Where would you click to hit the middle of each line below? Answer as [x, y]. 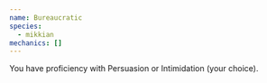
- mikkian [36, 34]
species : [26, 26]
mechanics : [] [36, 43]
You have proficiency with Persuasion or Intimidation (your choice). [134, 69]
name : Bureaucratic [46, 18]
